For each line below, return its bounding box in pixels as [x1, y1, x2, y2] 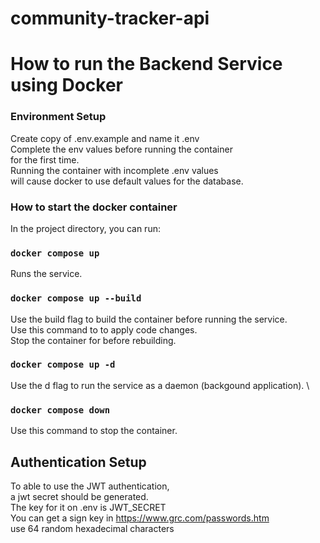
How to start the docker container [10, 200, 178, 214]
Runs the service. [10, 268, 83, 280]
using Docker [10, 74, 124, 97]
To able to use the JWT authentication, [10, 480, 170, 492]
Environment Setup [10, 110, 107, 124]
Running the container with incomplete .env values [10, 164, 219, 176]
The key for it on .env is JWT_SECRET [10, 501, 167, 513]
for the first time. [10, 153, 80, 166]
